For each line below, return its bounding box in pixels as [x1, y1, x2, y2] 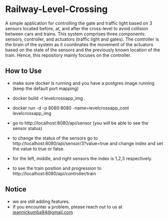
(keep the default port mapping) [12, 85, 79, 91]
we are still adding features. [12, 198, 70, 204]
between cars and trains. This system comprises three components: [5, 31, 146, 37]
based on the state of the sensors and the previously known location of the [5, 47, 160, 53]
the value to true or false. [12, 146, 65, 152]
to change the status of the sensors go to [12, 135, 98, 141]
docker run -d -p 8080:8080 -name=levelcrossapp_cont [12, 104, 129, 111]
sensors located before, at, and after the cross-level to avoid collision [5, 25, 148, 31]
